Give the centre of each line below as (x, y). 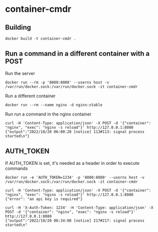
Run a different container (30, 96)
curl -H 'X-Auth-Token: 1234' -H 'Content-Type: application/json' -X (79, 208)
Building (18, 27)
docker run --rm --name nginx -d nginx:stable (54, 105)
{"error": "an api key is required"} (44, 199)
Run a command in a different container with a (77, 54)
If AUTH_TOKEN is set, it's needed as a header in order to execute (72, 163)
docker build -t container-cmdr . (41, 39)
